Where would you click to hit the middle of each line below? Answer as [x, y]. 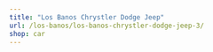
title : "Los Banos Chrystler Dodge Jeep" [87, 17]
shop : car [28, 33]
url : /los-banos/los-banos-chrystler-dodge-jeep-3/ [106, 26]
